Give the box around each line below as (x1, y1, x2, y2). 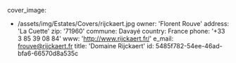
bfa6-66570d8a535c (17, 49, 79, 57)
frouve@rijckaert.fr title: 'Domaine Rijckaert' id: (17, 42, 154, 50)
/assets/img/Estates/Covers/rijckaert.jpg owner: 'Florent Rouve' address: (17, 20, 230, 27)
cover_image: (7, 6, 47, 14)
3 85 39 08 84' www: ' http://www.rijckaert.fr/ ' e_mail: (17, 34, 174, 43)
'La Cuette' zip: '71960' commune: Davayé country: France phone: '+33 (17, 27, 225, 35)
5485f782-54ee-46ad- (155, 42, 223, 50)
